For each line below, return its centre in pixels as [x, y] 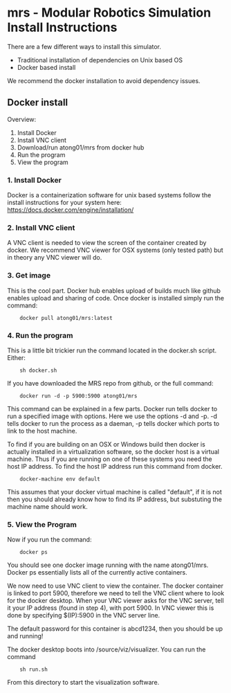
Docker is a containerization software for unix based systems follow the [109, 195]
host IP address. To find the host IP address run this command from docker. [115, 466]
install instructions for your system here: [65, 203]
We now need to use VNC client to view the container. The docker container [115, 586]
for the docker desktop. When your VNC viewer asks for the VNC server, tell [115, 601]
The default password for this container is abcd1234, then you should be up [115, 629]
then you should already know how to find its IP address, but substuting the [115, 499]
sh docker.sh [38, 370]
